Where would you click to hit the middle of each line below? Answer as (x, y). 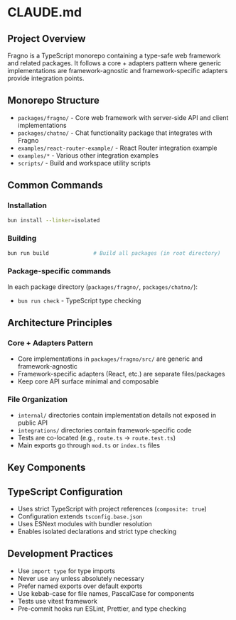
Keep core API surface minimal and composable (88, 381)
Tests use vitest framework (57, 601)
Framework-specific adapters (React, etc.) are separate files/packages (121, 374)
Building (22, 239)
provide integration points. (46, 78)
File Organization (37, 400)
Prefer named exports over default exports (80, 586)
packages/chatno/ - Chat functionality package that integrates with (115, 133)
